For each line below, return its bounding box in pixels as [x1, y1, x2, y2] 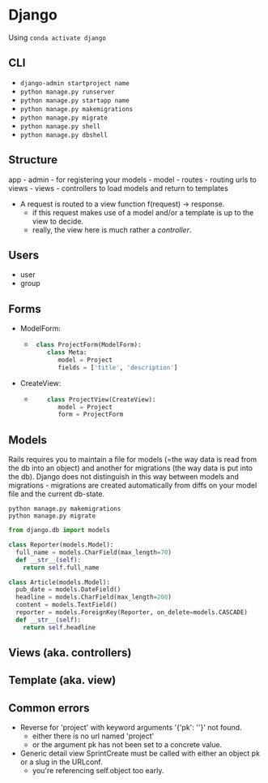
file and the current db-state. [8, 489, 105, 499]
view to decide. [32, 216, 83, 226]
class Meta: [47, 348, 87, 357]
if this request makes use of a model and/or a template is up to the [32, 207, 254, 217]
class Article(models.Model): [8, 578, 111, 586]
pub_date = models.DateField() [15, 586, 121, 594]
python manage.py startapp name [19, 96, 130, 105]
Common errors [8, 701, 91, 715]
